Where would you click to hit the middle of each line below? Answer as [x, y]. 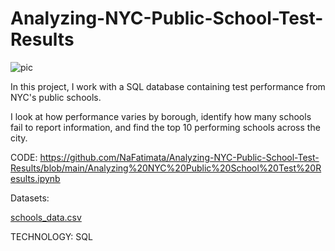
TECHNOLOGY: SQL [51, 236]
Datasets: [30, 198]
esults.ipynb [35, 178]
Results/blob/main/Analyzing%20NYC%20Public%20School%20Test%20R [166, 168]
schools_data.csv [46, 217]
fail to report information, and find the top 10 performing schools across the [165, 127]
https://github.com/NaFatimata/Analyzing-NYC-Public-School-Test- [179, 157]
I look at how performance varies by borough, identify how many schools [161, 116]
